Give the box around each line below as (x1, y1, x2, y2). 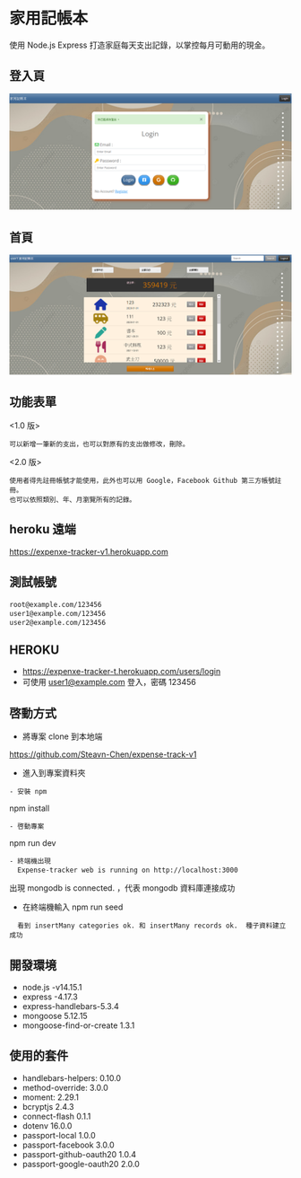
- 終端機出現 (9, 857, 51, 866)
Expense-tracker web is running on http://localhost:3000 (17, 866, 239, 875)
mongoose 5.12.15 (21, 1010, 88, 1021)
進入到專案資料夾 (21, 768, 86, 778)
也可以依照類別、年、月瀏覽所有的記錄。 (9, 495, 136, 504)
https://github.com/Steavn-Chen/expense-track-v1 (9, 749, 197, 760)
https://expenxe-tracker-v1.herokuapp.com (9, 546, 168, 557)
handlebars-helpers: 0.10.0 (21, 1072, 122, 1083)
